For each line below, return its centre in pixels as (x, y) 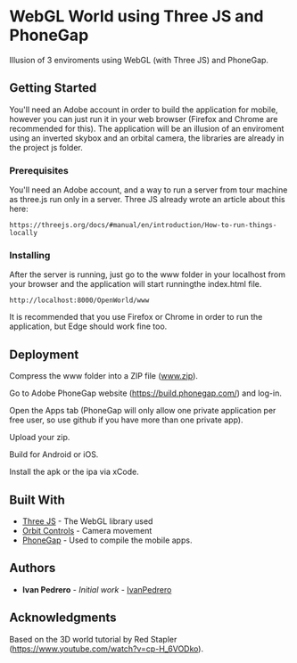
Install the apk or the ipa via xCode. (74, 472)
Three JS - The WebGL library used (87, 521)
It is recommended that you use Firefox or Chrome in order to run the (136, 317)
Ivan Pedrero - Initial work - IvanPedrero (97, 589)
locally (24, 233)
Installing (30, 255)
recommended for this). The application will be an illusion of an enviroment (147, 128)
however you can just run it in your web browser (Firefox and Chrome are (144, 119)
